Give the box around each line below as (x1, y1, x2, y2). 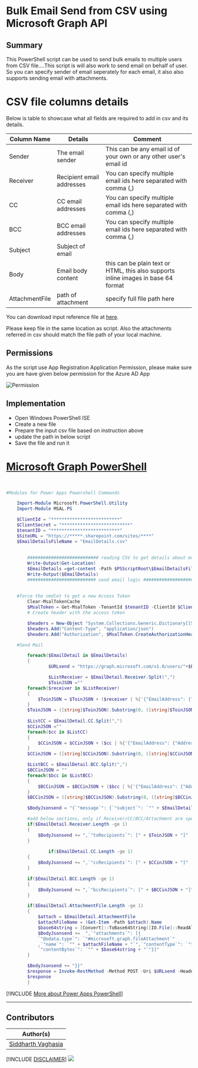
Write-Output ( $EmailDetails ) (27, 571, 99, 577)
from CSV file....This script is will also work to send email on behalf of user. (6, 62, 188, 69)
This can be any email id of (105, 144, 180, 153)
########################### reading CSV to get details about (27, 555, 186, 561)
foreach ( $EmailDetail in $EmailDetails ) (27, 653, 128, 659)
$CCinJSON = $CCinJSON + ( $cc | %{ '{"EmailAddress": (37, 740, 170, 746)
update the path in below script (14, 433, 91, 440)
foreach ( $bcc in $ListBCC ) (27, 773, 94, 778)
